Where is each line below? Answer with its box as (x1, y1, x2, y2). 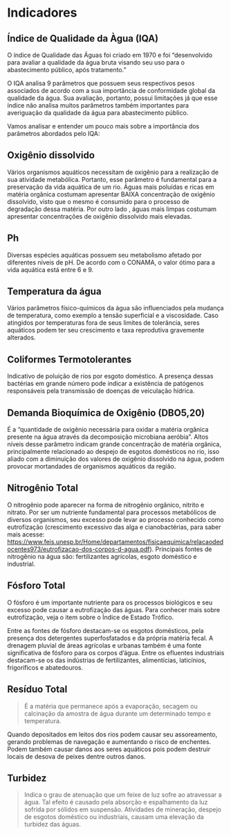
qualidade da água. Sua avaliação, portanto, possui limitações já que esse (7, 94, 218, 102)
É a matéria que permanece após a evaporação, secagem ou (24, 702, 198, 710)
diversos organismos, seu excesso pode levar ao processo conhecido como (7, 515, 224, 523)
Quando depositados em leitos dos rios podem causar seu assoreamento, (7, 730, 218, 739)
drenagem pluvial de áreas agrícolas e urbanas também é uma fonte (7, 641, 202, 650)
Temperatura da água (7, 286, 102, 298)
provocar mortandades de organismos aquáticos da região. (7, 462, 176, 471)
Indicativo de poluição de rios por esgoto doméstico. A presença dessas (7, 372, 214, 380)
